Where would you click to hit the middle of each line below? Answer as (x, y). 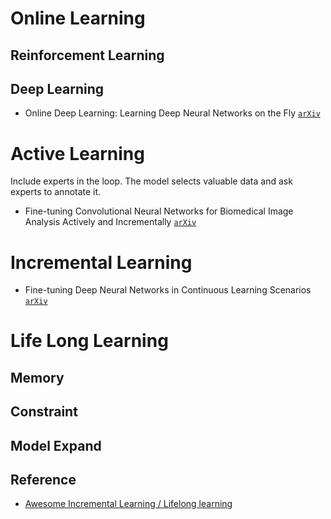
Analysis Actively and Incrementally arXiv (110, 222)
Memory (37, 377)
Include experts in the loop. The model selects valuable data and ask (151, 181)
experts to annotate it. (56, 192)
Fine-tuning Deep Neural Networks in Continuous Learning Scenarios (168, 290)
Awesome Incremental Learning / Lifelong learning (128, 504)
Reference (43, 480)
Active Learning (77, 153)
